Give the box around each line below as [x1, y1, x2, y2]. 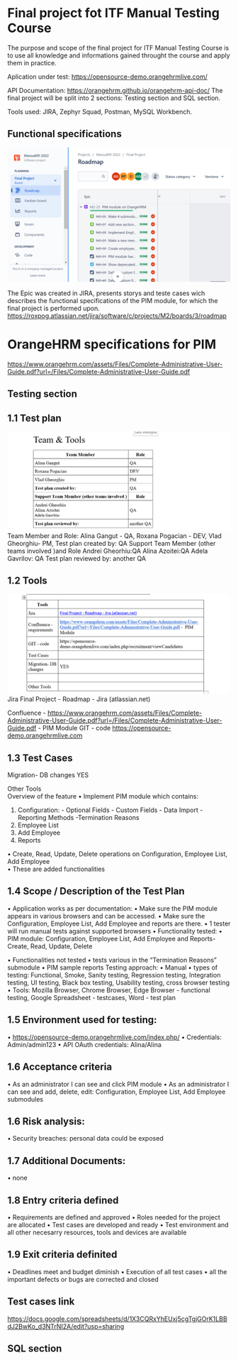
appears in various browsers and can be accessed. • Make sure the [7, 911, 205, 920]
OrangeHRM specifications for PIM [7, 336, 217, 353]
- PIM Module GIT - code [38, 724, 111, 733]
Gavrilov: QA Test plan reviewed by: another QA [7, 554, 147, 563]
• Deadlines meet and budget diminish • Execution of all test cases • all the [7, 1267, 227, 1276]
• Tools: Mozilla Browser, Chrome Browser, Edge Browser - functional [7, 985, 210, 994]
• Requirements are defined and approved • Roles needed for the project [7, 1212, 221, 1222]
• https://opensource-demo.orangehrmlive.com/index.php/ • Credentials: [7, 1033, 222, 1041]
